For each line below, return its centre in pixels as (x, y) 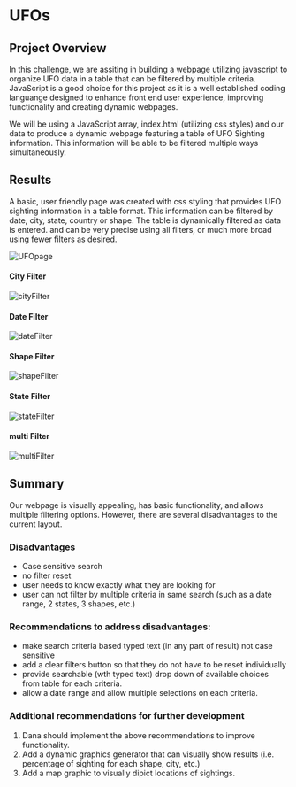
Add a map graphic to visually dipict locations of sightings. (129, 773)
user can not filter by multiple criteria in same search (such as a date (147, 594)
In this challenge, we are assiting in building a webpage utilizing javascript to (148, 69)
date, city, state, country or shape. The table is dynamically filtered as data (145, 220)
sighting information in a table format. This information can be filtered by (141, 211)
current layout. (36, 524)
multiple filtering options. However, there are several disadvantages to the (144, 514)
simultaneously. (38, 152)
